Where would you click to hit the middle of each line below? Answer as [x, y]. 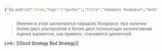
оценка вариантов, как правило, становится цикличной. [74, 34]
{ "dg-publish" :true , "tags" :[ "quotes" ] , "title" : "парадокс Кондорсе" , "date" [81, 9]
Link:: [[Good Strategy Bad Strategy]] [42, 43]
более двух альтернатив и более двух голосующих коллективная [84, 28]
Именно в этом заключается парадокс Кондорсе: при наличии [81, 23]
